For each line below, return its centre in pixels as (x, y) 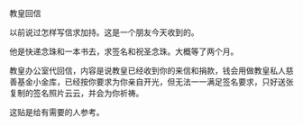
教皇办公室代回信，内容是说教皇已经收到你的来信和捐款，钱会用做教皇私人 (147, 71)
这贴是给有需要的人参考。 (57, 112)
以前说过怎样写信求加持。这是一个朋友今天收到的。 (104, 32)
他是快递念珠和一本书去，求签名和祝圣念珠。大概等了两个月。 (124, 51)
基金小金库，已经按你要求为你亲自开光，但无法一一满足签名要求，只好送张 (155, 82)
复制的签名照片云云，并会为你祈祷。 (77, 93)
